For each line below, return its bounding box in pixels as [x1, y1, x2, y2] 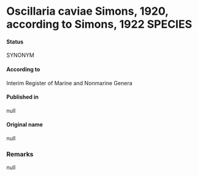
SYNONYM [6, 52, 35, 59]
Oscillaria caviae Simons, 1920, [6, 4, 169, 18]
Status [6, 38, 24, 45]
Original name [6, 121, 43, 128]
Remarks [6, 150, 34, 158]
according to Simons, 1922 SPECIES [6, 17, 192, 31]
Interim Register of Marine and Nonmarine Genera [6, 79, 133, 86]
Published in [6, 93, 39, 101]
